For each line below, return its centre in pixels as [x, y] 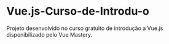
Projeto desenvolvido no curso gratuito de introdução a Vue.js [85, 28]
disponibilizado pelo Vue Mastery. [49, 34]
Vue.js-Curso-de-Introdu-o [78, 11]
